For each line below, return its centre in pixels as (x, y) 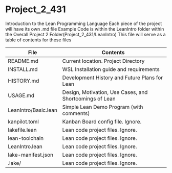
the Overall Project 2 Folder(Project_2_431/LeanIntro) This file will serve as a (85, 34)
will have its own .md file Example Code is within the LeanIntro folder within (85, 29)
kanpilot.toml (24, 121)
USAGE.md (21, 95)
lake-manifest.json (31, 155)
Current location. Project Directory (103, 61)
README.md (23, 61)
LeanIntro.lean (25, 146)
